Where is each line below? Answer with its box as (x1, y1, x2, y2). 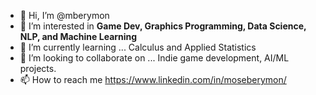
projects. (19, 63, 57, 74)
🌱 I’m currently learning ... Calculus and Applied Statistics (19, 41, 257, 53)
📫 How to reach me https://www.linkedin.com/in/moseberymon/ (19, 74, 287, 85)
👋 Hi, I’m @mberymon (19, 10, 110, 21)
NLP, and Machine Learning (19, 31, 138, 42)
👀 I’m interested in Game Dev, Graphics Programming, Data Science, (19, 20, 307, 32)
